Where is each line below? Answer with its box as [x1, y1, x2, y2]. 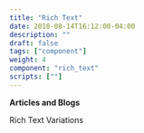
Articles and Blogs [9, 97, 81, 108]
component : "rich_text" [9, 64, 100, 73]
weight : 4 [9, 55, 47, 64]
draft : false [9, 38, 59, 48]
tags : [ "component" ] [9, 47, 88, 56]
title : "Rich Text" [9, 13, 83, 23]
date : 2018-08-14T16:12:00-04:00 [9, 22, 136, 31]
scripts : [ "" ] [9, 72, 63, 81]
